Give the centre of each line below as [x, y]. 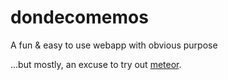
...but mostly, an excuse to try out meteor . [96, 64]
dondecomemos [79, 17]
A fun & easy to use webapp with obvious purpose [114, 45]
